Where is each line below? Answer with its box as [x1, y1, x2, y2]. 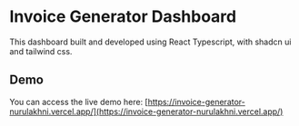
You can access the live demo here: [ [9, 96, 148, 107]
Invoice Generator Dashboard [9, 6, 237, 27]
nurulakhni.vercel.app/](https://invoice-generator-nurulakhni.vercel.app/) [9, 106, 284, 117]
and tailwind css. [9, 45, 73, 56]
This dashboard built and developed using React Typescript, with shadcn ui [9, 36, 292, 47]
